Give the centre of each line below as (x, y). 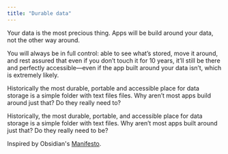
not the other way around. (44, 40)
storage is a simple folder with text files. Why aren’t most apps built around (112, 123)
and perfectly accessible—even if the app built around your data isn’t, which (114, 67)
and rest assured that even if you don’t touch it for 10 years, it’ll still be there (114, 60)
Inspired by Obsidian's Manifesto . (54, 143)
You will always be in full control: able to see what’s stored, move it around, (113, 53)
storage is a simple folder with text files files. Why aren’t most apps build (109, 95)
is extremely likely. (33, 75)
